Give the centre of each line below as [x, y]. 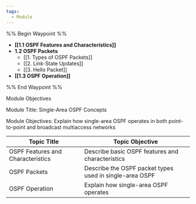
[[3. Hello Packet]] [45, 69]
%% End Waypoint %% [34, 87]
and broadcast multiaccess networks [71, 127]
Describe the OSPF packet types [129, 168]
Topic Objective [136, 142]
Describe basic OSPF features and [132, 151]
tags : [13, 11]
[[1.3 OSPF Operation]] [43, 76]
